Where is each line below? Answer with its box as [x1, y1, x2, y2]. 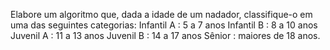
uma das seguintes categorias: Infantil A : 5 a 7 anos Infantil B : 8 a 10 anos [10, 19, 318, 31]
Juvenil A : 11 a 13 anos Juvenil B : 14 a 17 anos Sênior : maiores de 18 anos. [10, 30, 321, 41]
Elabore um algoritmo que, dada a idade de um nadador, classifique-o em [10, 9, 313, 20]
